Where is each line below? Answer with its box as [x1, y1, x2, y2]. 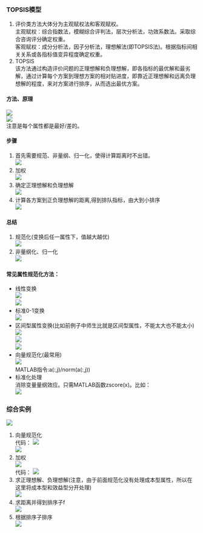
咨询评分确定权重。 [20, 35, 68, 43]
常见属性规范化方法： [6, 270, 59, 277]
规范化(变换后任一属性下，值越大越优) [15, 233, 110, 240]
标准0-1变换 [15, 307, 45, 315]
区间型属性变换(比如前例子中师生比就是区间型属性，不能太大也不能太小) [15, 322, 195, 329]
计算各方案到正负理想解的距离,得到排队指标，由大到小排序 [15, 196, 161, 203]
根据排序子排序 [15, 514, 53, 521]
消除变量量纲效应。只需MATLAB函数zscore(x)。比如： [15, 381, 151, 389]
